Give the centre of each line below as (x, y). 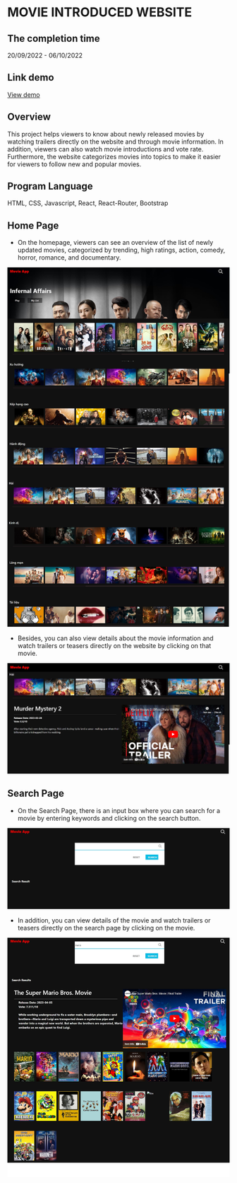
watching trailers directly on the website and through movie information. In (116, 142)
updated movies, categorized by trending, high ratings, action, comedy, (121, 250)
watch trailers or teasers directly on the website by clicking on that (114, 645)
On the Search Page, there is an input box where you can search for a (119, 810)
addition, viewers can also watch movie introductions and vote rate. (105, 149)
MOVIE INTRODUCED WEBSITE (100, 12)
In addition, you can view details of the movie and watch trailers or (114, 920)
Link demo (31, 77)
